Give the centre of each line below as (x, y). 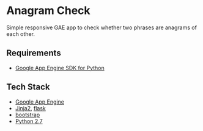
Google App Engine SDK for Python (60, 68)
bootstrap (28, 115)
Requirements (34, 53)
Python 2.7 (29, 121)
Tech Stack (28, 87)
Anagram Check (48, 11)
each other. (21, 34)
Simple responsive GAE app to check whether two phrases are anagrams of (102, 27)
